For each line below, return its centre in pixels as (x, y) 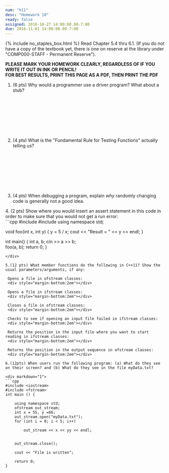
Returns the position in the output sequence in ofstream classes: (80, 350)
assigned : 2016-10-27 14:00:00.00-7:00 (48, 24)
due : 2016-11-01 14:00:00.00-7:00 (42, 29)
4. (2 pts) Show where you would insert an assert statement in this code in (83, 211)
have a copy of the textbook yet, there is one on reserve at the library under (85, 49)
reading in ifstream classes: (37, 337)
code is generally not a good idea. (48, 201)
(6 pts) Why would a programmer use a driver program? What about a (86, 85)
